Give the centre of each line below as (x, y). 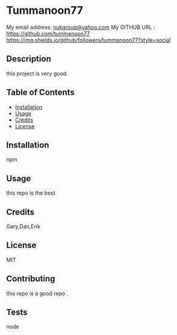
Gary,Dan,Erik (23, 226)
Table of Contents (41, 92)
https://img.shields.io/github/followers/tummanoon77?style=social (88, 40)
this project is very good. (37, 74)
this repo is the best (31, 193)
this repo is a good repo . (37, 293)
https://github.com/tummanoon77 (48, 33)
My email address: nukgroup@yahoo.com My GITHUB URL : (81, 27)
